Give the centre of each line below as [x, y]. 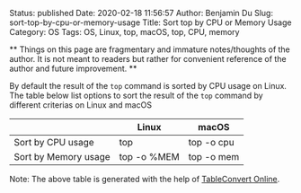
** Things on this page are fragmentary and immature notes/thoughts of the [150, 49]
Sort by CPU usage [54, 142]
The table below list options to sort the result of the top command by [136, 95]
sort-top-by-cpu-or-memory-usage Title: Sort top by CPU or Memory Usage [150, 22]
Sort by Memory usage [62, 157]
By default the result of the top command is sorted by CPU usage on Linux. [148, 86]
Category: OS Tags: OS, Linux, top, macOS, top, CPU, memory [124, 32]
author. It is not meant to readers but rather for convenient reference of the [148, 59]
